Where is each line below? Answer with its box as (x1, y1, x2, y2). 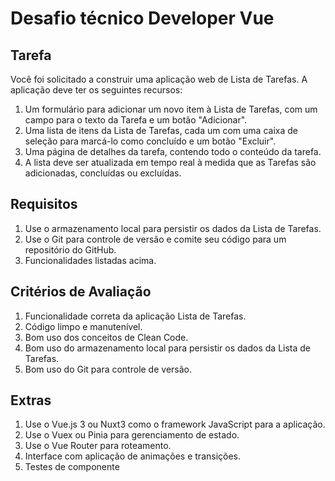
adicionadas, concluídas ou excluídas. (24, 167, 182, 179)
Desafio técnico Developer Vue (10, 7, 275, 30)
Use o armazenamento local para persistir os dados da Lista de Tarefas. (24, 222, 322, 234)
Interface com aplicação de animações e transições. (24, 450, 242, 462)
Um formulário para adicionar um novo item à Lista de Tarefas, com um (24, 103, 318, 115)
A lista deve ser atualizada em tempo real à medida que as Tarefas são (24, 157, 317, 168)
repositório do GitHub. (24, 243, 117, 256)
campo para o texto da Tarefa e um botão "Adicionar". (24, 114, 248, 126)
